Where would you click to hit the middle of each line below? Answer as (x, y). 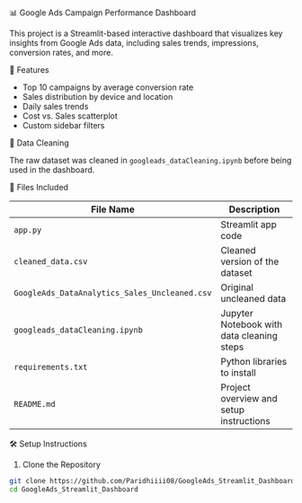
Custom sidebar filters (63, 125)
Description (254, 209)
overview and (249, 398)
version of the (249, 261)
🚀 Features (29, 70)
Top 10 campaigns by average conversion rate (108, 87)
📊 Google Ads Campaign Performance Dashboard (102, 13)
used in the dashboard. (52, 170)
